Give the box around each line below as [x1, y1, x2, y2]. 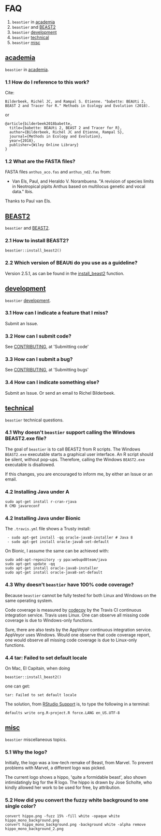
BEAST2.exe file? [5, 435, 47, 442]
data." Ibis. [12, 189, 34, 195]
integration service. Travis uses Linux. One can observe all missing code [5, 612, 149, 618]
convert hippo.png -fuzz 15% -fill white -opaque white [5, 814, 120, 819]
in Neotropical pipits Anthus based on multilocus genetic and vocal [12, 184, 146, 189]
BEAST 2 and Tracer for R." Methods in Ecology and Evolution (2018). [5, 103, 150, 108]
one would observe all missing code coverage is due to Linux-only [5, 637, 137, 643]
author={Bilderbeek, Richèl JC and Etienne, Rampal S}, [9, 130, 124, 135]
